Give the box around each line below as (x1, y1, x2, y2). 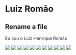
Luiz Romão (5, 3, 54, 14)
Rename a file (5, 23, 48, 31)
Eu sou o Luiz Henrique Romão (5, 35, 68, 41)
